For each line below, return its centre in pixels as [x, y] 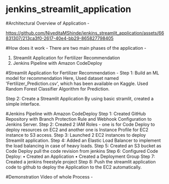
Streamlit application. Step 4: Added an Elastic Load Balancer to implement [83, 140]
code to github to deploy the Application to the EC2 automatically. [74, 167]
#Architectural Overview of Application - [48, 23]
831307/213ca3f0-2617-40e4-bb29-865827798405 [60, 38]
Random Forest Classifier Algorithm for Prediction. [58, 88]
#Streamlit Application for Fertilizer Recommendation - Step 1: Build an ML [82, 73]
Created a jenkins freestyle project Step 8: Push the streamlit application [81, 161]
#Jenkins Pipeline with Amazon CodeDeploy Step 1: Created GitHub [76, 114]
